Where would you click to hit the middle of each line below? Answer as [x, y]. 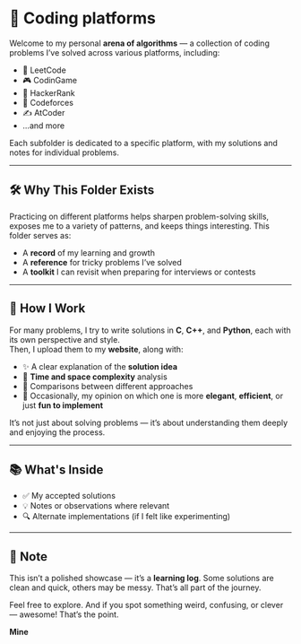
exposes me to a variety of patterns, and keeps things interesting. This [140, 226]
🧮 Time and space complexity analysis [95, 377]
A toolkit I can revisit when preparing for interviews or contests [139, 272]
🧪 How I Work [47, 309]
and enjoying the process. [57, 432]
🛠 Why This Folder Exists [82, 191]
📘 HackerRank [48, 92]
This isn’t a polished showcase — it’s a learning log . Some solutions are [142, 579]
